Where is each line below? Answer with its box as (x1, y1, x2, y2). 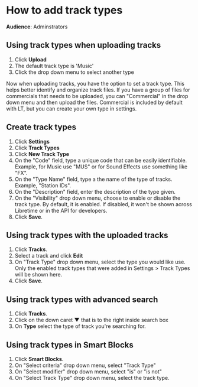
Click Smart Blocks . (14, 356, 64, 362)
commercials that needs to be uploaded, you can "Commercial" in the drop (6, 92, 189, 99)
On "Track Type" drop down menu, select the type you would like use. (14, 258, 186, 266)
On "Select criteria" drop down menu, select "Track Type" (14, 362, 157, 369)
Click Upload (14, 56, 47, 63)
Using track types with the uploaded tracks (6, 230, 168, 240)
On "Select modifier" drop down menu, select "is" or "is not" (14, 368, 163, 375)
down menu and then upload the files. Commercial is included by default (6, 99, 183, 106)
